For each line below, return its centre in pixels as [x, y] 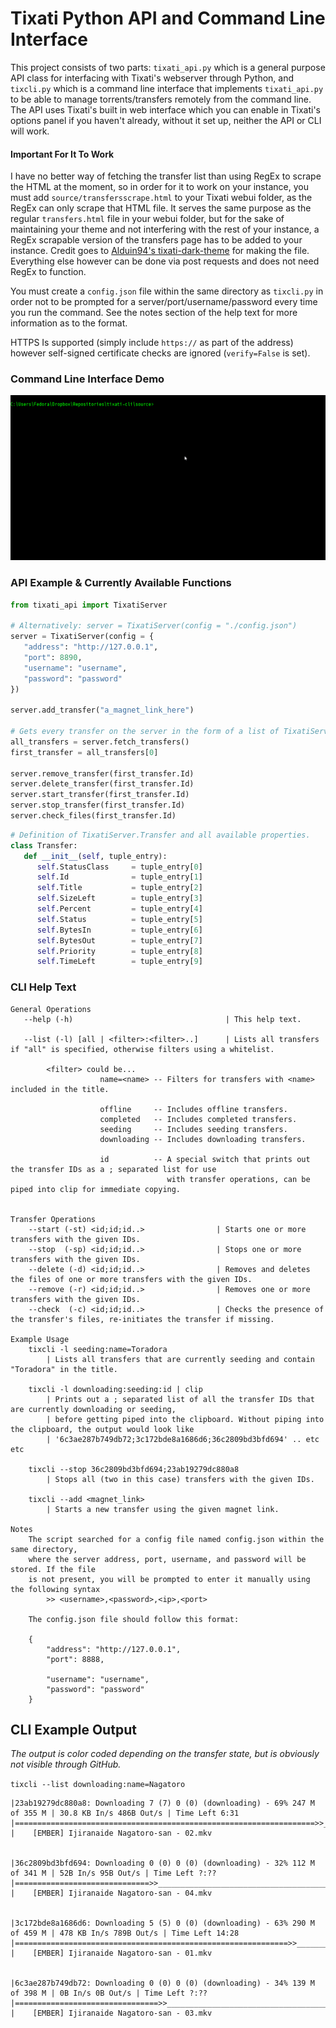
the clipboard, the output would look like [102, 1429]
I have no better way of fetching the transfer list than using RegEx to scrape [166, 176]
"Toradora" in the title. [64, 1369]
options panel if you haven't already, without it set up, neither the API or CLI [166, 120]
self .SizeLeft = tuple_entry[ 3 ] [119, 898]
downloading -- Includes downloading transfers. [203, 1139]
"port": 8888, [75, 1659]
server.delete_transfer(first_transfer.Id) [102, 784]
